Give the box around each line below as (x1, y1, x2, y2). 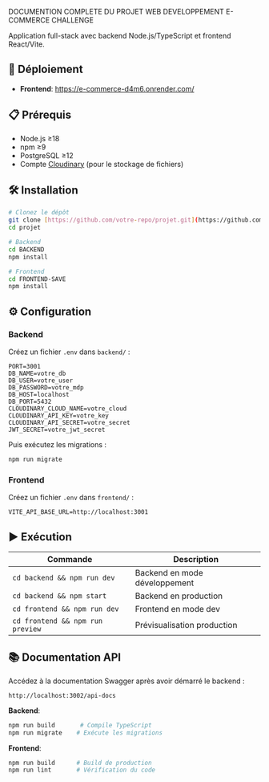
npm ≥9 (19, 142, 46, 152)
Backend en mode (134, 567, 203, 578)
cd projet (8, 224, 42, 232)
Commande (46, 553, 93, 564)
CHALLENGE (51, 15, 94, 25)
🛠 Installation (8, 184, 78, 198)
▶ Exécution (8, 530, 72, 544)
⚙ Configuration (8, 304, 92, 318)
